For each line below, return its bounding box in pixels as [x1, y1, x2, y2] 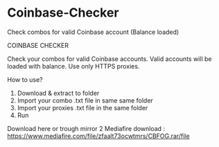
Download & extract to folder [17, 89, 100, 97]
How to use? [7, 75, 43, 84]
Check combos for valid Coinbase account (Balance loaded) [7, 28, 179, 36]
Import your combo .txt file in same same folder [17, 96, 154, 105]
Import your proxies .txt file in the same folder [17, 103, 148, 112]
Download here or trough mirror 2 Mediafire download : [7, 124, 165, 132]
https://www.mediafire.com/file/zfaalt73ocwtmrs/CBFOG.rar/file [7, 132, 190, 140]
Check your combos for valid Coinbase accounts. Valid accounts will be [7, 54, 212, 63]
